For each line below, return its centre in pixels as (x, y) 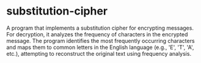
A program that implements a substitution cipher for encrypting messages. (100, 28)
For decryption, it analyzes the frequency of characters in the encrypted (97, 34)
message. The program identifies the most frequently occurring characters (100, 41)
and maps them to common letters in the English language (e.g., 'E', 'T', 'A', (100, 47)
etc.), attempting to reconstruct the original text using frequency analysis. (99, 53)
